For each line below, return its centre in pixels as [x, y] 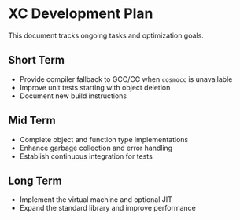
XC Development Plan [81, 14]
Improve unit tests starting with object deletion [95, 87]
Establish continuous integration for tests [86, 156]
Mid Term [32, 121]
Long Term [35, 180]
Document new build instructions [73, 96]
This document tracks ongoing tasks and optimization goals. [106, 35]
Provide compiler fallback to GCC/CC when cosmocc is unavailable [126, 79]
